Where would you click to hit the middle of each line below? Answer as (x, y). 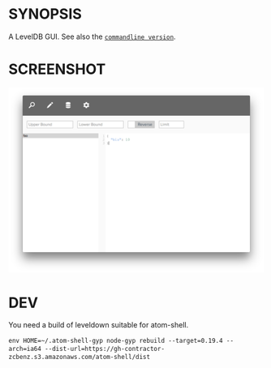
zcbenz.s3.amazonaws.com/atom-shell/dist (80, 357)
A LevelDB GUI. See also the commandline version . (92, 36)
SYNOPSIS (45, 14)
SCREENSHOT (57, 69)
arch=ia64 (25, 349)
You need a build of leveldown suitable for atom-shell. (99, 325)
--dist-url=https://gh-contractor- (104, 349)
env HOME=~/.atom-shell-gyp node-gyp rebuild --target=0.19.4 (116, 341)
